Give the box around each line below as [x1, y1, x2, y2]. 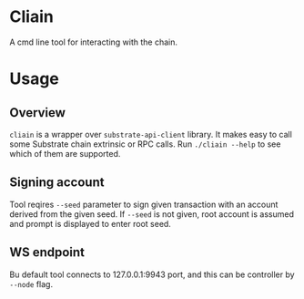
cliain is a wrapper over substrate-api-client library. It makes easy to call [9, 129, 293, 139]
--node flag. [9, 278, 53, 289]
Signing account [9, 175, 105, 191]
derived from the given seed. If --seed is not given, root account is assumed [9, 208, 294, 220]
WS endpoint [9, 244, 85, 261]
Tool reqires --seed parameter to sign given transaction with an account [9, 199, 279, 210]
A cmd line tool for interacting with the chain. [9, 36, 178, 47]
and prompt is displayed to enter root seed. [9, 218, 171, 229]
